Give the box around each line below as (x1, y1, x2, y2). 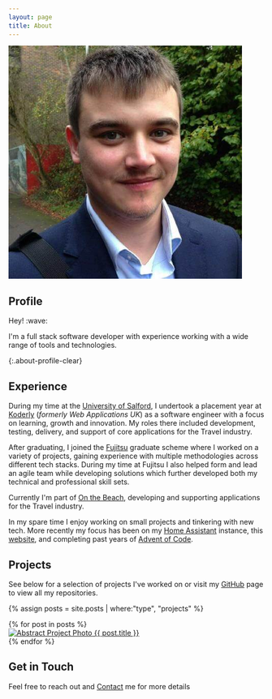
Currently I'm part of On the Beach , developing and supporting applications (8, 493, 261, 503)
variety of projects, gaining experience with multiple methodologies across (8, 451, 258, 461)
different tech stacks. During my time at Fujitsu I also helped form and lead (8, 460, 258, 470)
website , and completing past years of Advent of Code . (8, 534, 193, 544)
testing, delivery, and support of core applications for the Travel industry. (8, 427, 253, 437)
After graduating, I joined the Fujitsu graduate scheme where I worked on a (8, 443, 259, 452)
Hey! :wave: (8, 316, 49, 326)
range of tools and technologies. (8, 341, 118, 350)
